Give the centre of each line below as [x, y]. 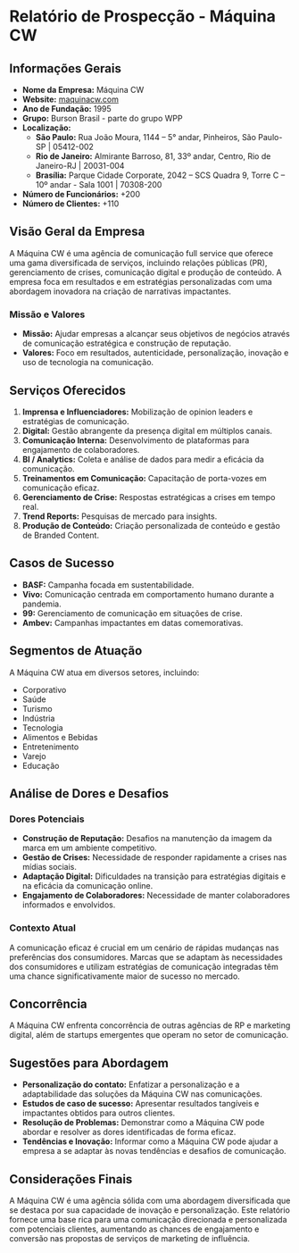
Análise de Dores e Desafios [89, 794]
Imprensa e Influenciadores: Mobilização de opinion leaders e [137, 412]
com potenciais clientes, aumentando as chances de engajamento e [134, 1229]
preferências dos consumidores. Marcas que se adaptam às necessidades [146, 956]
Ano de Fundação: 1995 [66, 109]
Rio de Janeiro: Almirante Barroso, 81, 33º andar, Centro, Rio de [153, 156]
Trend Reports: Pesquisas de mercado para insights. [120, 516]
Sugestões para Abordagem [89, 1063]
